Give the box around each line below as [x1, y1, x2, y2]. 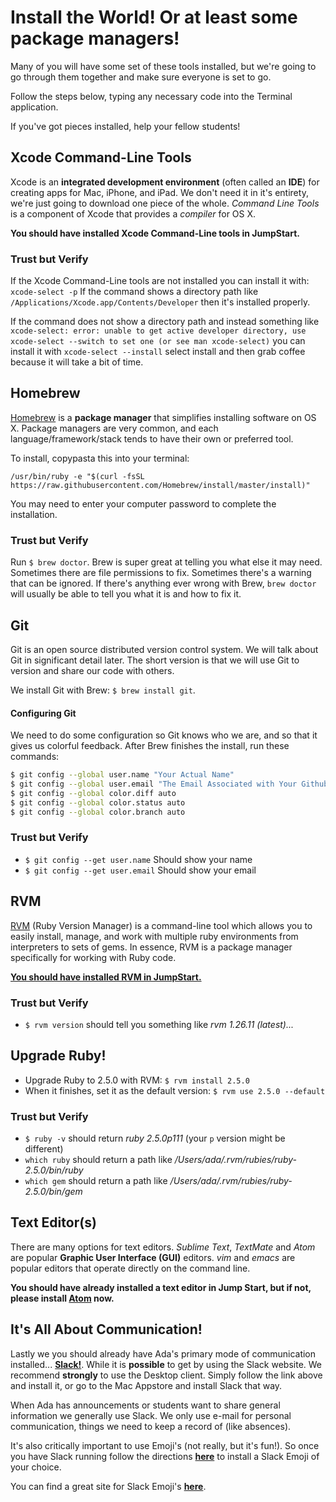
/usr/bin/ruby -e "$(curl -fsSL [10, 471, 145, 481]
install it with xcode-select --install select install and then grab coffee [10, 346, 306, 358]
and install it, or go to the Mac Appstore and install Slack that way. [10, 1379, 283, 1391]
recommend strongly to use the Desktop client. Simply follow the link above [10, 1369, 323, 1381]
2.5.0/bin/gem [24, 1186, 83, 1198]
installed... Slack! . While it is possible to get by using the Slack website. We [10, 1358, 323, 1370]
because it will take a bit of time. [10, 356, 144, 368]
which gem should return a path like [24, 1175, 168, 1187]
